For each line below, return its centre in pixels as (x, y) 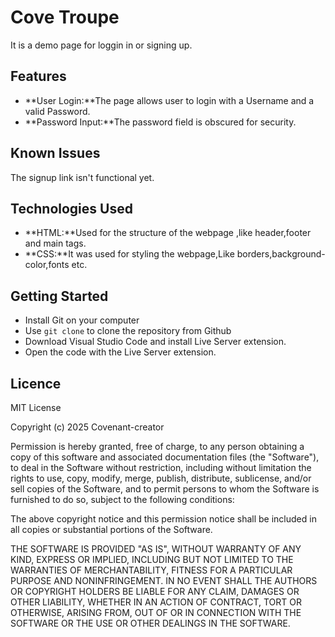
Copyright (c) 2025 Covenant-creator (87, 427)
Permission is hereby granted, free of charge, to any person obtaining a (157, 446)
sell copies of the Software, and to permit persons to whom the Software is (165, 489)
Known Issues (55, 153)
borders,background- (281, 254)
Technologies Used (71, 208)
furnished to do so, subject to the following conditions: (122, 499)
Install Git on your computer (82, 320)
